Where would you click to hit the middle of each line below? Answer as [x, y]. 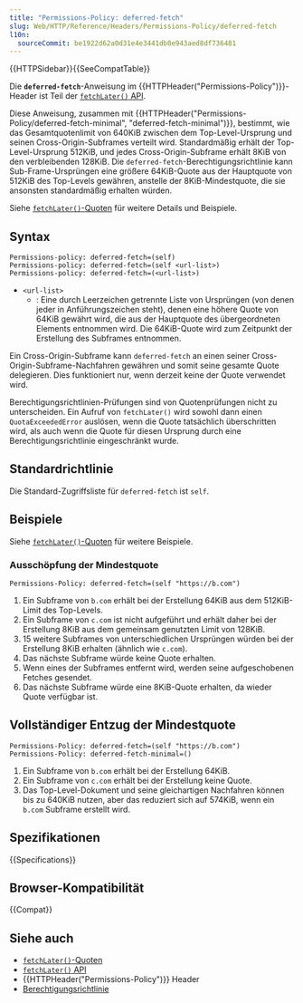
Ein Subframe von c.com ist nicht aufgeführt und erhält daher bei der [150, 619]
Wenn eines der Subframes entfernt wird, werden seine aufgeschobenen [158, 668]
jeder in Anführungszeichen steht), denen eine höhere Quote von [157, 310]
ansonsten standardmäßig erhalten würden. [91, 190]
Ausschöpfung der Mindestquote [84, 564]
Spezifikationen [55, 838]
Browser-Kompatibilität [77, 888]
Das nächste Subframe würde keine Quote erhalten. [119, 658]
